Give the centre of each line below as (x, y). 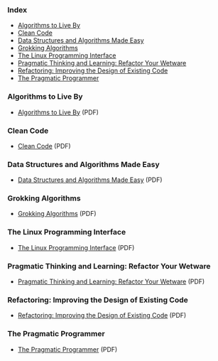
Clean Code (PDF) (44, 146)
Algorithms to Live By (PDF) (58, 112)
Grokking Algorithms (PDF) (57, 214)
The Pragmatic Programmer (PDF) (67, 349)
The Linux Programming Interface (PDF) (76, 247)
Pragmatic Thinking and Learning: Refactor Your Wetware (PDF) (111, 281)
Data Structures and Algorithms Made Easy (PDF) (90, 180)
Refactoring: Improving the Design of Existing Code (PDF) (102, 316)
